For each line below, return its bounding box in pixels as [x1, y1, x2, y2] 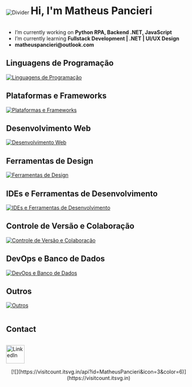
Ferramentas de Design [6, 156, 94, 166]
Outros [6, 287, 32, 297]
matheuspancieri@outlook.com [14, 41, 95, 48]
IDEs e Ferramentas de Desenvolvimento [6, 189, 158, 198]
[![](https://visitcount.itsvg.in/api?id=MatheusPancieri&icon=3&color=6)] [11, 368, 187, 375]
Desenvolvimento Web [6, 123, 91, 133]
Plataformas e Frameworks [6, 91, 107, 101]
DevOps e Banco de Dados [6, 254, 105, 264]
